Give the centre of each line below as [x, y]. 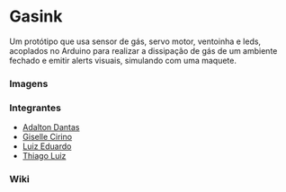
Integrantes [35, 108]
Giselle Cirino [47, 137]
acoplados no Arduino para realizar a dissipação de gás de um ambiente [143, 50]
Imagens [29, 83]
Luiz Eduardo [47, 146]
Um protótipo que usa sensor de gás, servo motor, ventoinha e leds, [135, 41]
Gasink [36, 17]
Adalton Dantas [51, 127]
